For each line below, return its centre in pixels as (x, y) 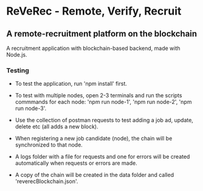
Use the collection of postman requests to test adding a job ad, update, (104, 120)
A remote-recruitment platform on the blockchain (102, 34)
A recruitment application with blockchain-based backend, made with (93, 48)
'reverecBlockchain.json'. (46, 181)
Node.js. (17, 55)
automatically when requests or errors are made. (76, 163)
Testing (18, 70)
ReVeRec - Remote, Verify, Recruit (94, 11)
